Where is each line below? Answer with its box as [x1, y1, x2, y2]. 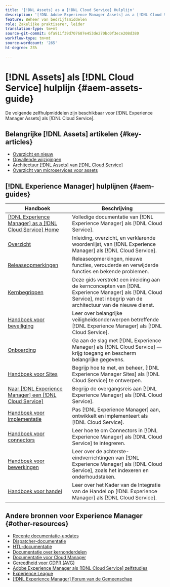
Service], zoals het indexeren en [72, 467, 149, 474]
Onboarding [8, 347, 36, 354]
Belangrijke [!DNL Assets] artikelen [5, 130, 118, 138]
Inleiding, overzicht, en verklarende [72, 234, 156, 241]
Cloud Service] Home [8, 226, 59, 233]
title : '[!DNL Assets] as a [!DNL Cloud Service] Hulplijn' [5, 7, 135, 13]
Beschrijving [101, 205, 133, 212]
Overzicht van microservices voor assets [12, 167, 98, 173]
